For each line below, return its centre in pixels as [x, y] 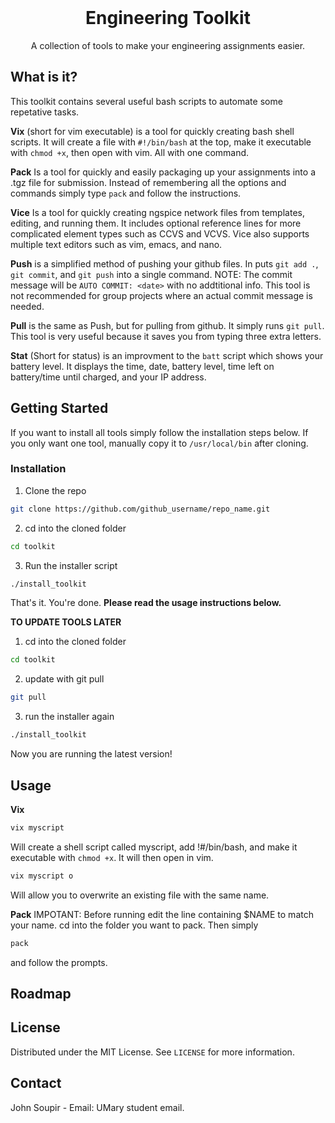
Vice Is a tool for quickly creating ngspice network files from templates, [157, 212]
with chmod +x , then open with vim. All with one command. [130, 152]
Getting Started [59, 408]
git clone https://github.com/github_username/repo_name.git [140, 509]
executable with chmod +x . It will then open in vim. [112, 857]
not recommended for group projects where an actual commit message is [161, 295]
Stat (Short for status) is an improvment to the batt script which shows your [167, 355]
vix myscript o [42, 876]
